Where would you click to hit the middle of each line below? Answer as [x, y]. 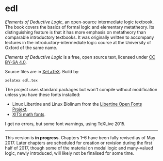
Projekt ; [20, 109]
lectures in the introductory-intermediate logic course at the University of [78, 42]
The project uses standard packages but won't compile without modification [81, 89]
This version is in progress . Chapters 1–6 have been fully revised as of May [80, 137]
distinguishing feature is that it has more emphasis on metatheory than [76, 32]
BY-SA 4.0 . [16, 62]
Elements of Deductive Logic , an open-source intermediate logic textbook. [79, 22]
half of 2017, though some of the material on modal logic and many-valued [79, 148]
